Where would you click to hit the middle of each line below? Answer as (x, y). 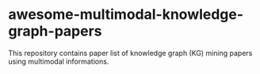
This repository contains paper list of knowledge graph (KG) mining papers (130, 53)
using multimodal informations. (59, 61)
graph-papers (55, 31)
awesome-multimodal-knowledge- (126, 15)
